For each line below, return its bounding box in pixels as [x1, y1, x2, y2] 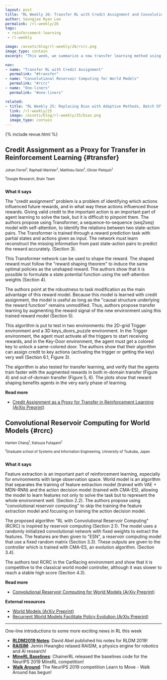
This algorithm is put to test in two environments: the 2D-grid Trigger [5, 322, 146, 328]
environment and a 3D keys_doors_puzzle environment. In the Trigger [5, 327, 148, 334]
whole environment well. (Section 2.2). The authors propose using [5, 498, 141, 504]
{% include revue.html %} [5, 132, 58, 137]
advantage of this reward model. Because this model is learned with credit [5, 291, 158, 297]
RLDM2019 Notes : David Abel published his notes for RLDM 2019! [12, 638, 148, 644]
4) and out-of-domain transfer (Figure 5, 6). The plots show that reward [5, 374, 152, 380]
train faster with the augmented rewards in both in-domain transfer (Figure [5, 369, 158, 375]
